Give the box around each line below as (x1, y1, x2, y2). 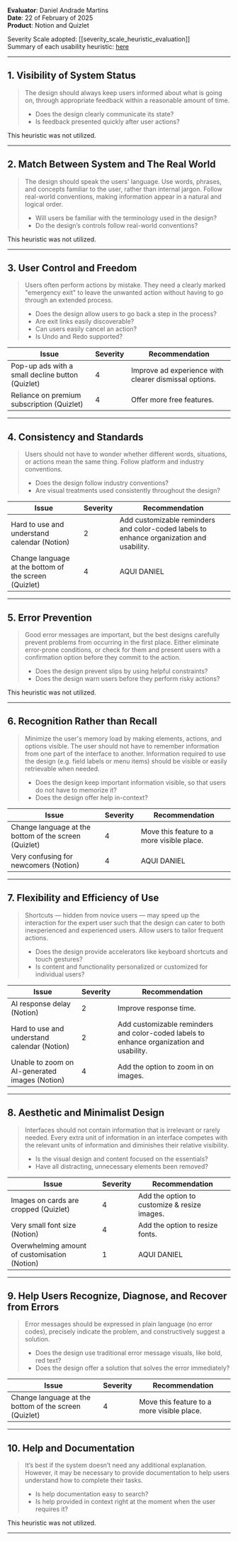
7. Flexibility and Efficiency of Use (7, 892, 159, 904)
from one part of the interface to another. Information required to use (24, 749, 226, 758)
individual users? (35, 969, 85, 979)
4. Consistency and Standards (7, 431, 144, 443)
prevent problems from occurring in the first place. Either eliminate (24, 638, 220, 647)
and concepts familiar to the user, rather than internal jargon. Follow (24, 185, 223, 193)
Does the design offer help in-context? (35, 793, 149, 802)
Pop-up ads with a (11, 361, 73, 371)
